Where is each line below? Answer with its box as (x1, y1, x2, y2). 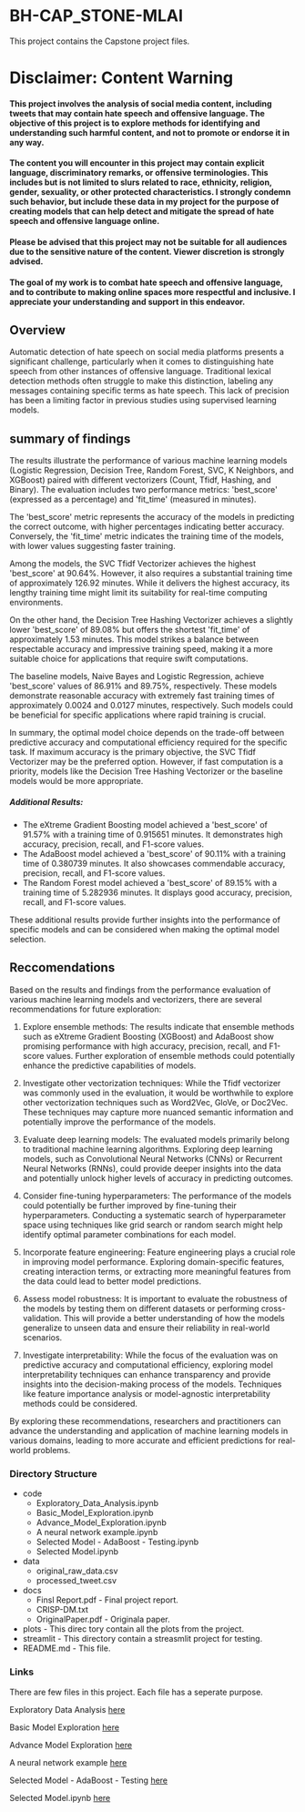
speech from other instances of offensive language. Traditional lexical (9, 366, 271, 377)
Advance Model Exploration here (9, 1739, 133, 1750)
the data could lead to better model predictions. (22, 1276, 202, 1287)
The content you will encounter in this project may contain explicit (9, 158, 265, 168)
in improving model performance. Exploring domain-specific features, (22, 1256, 285, 1267)
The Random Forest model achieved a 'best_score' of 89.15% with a (22, 878, 278, 889)
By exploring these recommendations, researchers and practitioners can (9, 1415, 281, 1426)
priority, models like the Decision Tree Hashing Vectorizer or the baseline (9, 766, 284, 777)
